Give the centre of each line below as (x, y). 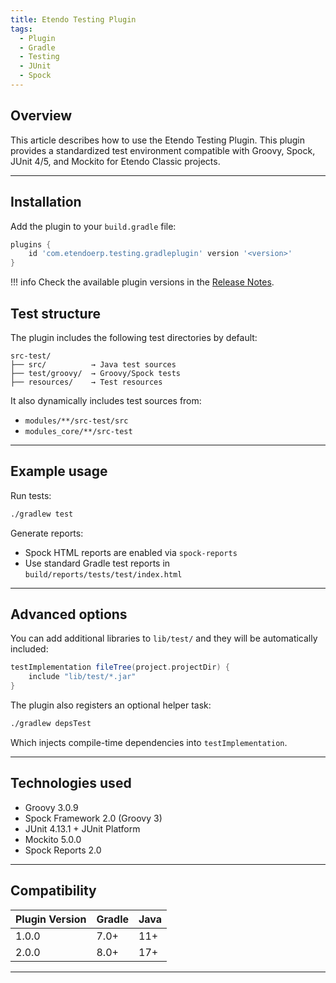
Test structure (56, 313)
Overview (41, 116)
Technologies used (71, 783)
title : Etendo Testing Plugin (73, 19)
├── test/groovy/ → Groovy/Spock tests (96, 373)
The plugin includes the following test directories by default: (134, 337)
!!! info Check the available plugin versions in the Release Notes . (142, 282)
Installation (46, 202)
